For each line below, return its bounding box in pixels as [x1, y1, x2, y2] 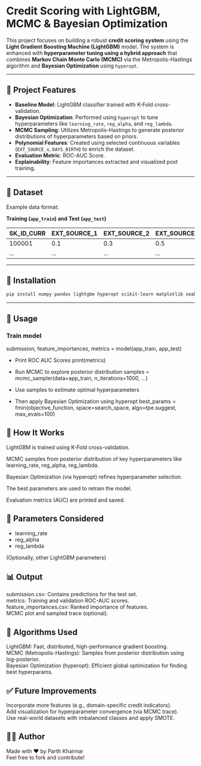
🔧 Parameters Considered [6, 514, 104, 524]
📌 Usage [6, 313, 38, 324]
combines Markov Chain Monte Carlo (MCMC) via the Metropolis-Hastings [6, 56, 193, 63]
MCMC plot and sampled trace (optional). [6, 610, 109, 617]
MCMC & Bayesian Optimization [6, 17, 168, 30]
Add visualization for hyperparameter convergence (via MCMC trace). [6, 708, 179, 715]
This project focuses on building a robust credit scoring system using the [6, 36, 188, 44]
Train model [6, 331, 42, 340]
